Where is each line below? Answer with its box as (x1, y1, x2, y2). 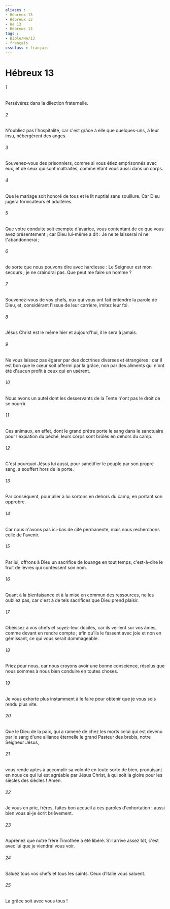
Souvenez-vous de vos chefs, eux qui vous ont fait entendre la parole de (5, 297, 157, 303)
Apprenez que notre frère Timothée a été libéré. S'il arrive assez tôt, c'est (5, 837, 159, 844)
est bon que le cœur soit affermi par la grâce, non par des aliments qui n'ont (5, 362, 165, 369)
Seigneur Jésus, (5, 739, 40, 745)
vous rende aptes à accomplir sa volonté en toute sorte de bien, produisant (5, 767, 162, 773)
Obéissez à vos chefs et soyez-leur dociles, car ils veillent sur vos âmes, (5, 625, 157, 631)
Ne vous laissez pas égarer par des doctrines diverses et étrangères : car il (5, 357, 162, 363)
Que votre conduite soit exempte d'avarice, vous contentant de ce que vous (5, 226, 164, 232)
